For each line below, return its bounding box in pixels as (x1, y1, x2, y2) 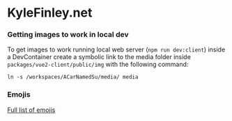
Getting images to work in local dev (7, 30, 129, 40)
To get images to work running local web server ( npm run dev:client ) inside (7, 45, 226, 54)
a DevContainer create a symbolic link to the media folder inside (7, 53, 192, 61)
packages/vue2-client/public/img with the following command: (7, 60, 189, 69)
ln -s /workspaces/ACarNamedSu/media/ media (7, 74, 139, 81)
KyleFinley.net (7, 5, 93, 21)
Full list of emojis (7, 106, 56, 114)
